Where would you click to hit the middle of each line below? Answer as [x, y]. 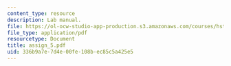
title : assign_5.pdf [37, 45]
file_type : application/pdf [47, 33]
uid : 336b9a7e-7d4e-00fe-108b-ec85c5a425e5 [70, 52]
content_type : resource [41, 13]
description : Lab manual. [44, 20]
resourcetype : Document [41, 39]
